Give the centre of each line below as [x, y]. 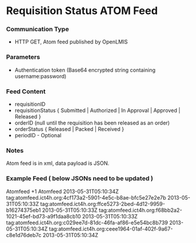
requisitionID [30, 104]
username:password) [40, 76]
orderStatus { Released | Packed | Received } [69, 129]
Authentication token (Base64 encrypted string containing [85, 70]
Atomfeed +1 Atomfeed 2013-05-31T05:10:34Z [62, 191]
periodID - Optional [38, 136]
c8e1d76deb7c [24, 235]
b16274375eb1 [24, 210]
